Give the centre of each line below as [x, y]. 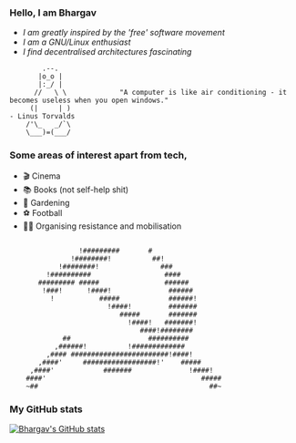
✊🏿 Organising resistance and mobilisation [102, 226]
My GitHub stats [46, 409]
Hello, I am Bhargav [53, 13]
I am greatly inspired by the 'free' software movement [123, 33]
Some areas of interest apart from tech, [98, 155]
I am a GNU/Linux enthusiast [77, 42]
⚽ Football [42, 212]
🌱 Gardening [46, 202]
